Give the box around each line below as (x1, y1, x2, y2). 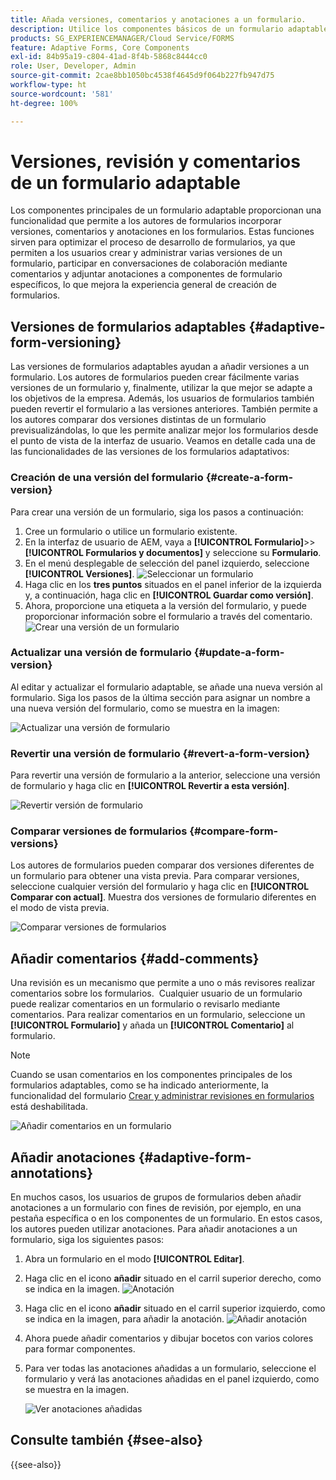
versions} (10, 837, 59, 851)
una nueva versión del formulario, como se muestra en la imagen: (10, 702, 280, 714)
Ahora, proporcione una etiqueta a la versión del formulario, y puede (24, 599, 307, 611)
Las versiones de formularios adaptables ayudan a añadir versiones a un (10, 361, 310, 373)
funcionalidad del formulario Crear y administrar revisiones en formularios (10, 1090, 315, 1102)
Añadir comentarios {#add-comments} (10, 950, 260, 967)
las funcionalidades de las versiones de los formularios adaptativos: (10, 446, 290, 458)
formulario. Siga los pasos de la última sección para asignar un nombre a (10, 691, 311, 703)
